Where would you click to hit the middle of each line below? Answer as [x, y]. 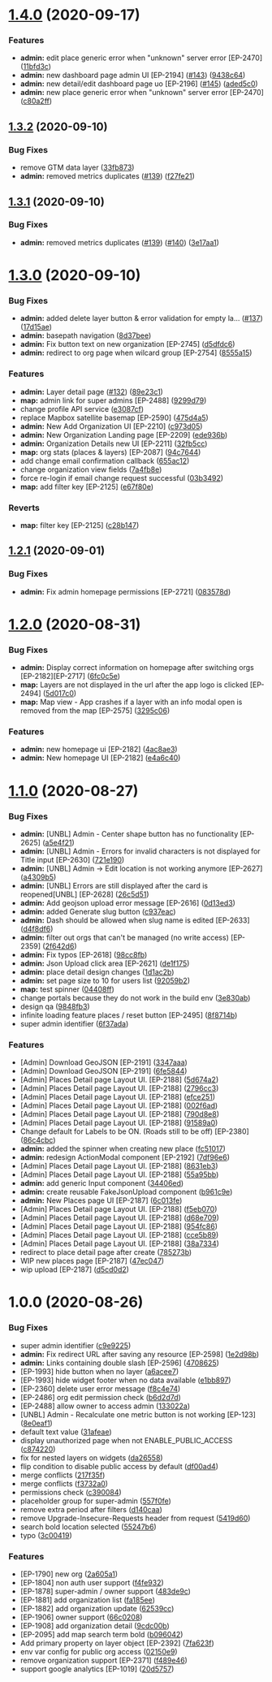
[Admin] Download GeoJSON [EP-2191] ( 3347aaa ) [104, 1062]
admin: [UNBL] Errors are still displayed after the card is [114, 885]
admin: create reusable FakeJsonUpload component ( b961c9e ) [126, 1192]
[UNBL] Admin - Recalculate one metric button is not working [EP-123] [138, 1414]
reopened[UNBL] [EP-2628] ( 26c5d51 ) [84, 894]
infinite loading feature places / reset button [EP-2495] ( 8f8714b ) [129, 1015]
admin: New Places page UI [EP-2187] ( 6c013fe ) [101, 1200]
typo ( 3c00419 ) [46, 1535]
